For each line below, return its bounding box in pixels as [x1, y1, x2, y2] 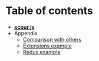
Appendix [14, 29, 38, 36]
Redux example [22, 48, 61, 55]
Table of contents [5, 4, 94, 18]
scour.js [14, 23, 35, 30]
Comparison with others [22, 36, 82, 43]
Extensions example [22, 42, 72, 49]
